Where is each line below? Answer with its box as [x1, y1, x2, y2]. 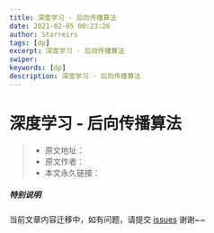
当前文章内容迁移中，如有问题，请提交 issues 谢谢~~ [9, 213, 206, 225]
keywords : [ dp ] [9, 64, 67, 73]
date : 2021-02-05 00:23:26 [9, 22, 111, 31]
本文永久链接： [44, 167, 101, 178]
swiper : [9, 55, 39, 64]
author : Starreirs [9, 30, 78, 39]
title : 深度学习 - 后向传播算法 [9, 13, 117, 22]
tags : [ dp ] [9, 38, 50, 48]
